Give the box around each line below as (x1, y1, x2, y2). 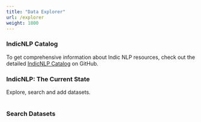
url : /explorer (6, 14, 44, 20)
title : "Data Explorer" (6, 8, 66, 15)
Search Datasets (6, 109, 56, 118)
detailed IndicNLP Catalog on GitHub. (6, 59, 99, 67)
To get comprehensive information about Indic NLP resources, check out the (6, 53, 196, 61)
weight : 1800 (6, 20, 39, 26)
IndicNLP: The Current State (6, 75, 90, 83)
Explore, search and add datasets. (6, 88, 91, 96)
